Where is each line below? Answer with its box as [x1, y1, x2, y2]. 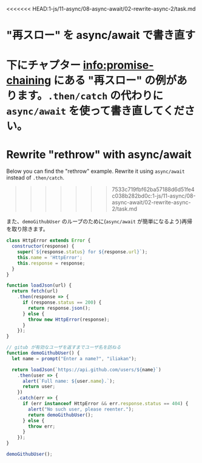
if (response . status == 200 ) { [22, 299, 102, 306]
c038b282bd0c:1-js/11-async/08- [112, 192, 196, 200]
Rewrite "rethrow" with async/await [6, 147, 192, 161]
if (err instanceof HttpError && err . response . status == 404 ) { [22, 401, 189, 407]
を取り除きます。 [6, 225, 49, 233]
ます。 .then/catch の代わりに [17, 89, 164, 103]
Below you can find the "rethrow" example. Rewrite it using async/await [6, 167, 185, 175]
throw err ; [28, 423, 56, 430]
